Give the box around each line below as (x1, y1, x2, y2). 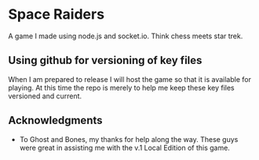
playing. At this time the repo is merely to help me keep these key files (8, 83, 235, 92)
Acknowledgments (8, 114, 104, 127)
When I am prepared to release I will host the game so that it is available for (8, 74, 251, 84)
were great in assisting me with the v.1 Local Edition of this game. (19, 143, 230, 152)
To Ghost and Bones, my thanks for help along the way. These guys (19, 134, 239, 144)
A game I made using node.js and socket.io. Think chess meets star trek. (8, 31, 243, 41)
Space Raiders (8, 5, 104, 23)
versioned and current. (8, 91, 82, 101)
